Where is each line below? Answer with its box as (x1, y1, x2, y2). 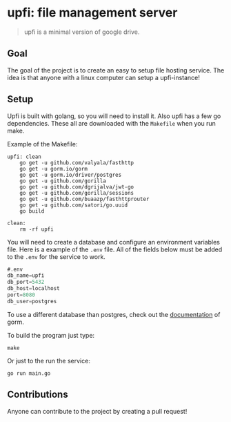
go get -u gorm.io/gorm (19, 165, 88, 172)
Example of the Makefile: (7, 140, 78, 148)
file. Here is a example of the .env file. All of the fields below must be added (7, 245, 223, 253)
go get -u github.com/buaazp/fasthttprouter (19, 195, 150, 202)
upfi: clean (7, 153, 41, 160)
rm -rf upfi (19, 226, 54, 233)
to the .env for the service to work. (7, 252, 106, 260)
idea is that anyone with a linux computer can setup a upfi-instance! (7, 73, 200, 81)
